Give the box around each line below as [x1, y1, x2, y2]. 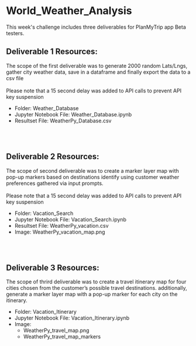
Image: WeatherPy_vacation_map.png [14, 228, 105, 235]
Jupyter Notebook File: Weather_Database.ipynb [14, 111, 132, 118]
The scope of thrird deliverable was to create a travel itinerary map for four [6, 278, 187, 285]
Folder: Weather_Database [14, 104, 79, 112]
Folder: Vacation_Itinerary [14, 309, 77, 316]
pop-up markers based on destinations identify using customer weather [6, 173, 180, 180]
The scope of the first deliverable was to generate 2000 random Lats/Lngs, [6, 62, 188, 69]
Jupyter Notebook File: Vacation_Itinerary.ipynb [14, 314, 130, 321]
